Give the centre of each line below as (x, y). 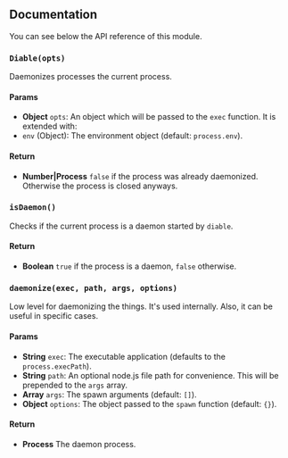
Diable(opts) (37, 58)
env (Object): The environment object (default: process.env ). (132, 136)
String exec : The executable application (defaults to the (123, 356)
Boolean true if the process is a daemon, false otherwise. (129, 266)
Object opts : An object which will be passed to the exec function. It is (149, 117)
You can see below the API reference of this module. (106, 36)
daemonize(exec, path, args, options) (94, 288)
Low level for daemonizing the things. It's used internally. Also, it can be (141, 306)
